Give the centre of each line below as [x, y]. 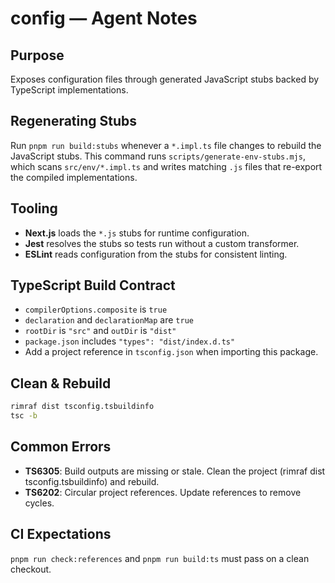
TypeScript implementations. [69, 90]
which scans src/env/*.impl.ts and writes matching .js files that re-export [166, 166]
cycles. [39, 503]
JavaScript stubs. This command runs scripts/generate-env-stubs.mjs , [158, 156]
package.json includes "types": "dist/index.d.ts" [130, 341]
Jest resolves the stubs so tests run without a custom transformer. [162, 243]
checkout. [31, 569]
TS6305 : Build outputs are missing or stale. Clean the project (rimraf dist [175, 471]
